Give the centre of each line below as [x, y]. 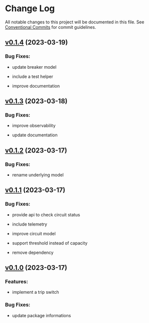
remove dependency [33, 252]
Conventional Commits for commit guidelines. [50, 27]
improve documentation [36, 86]
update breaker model [34, 67]
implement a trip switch [35, 292]
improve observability [34, 126]
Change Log [30, 9]
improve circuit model [34, 233]
